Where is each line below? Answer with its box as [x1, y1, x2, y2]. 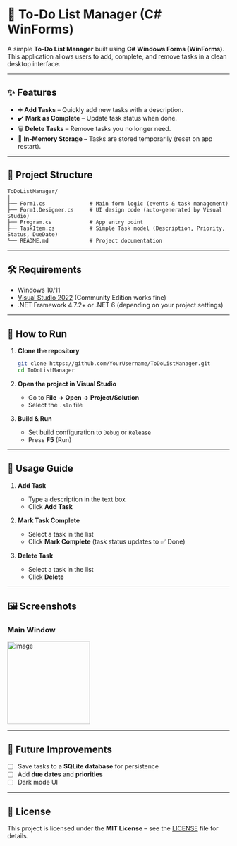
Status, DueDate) [7, 231, 59, 238]
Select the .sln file [28, 400, 83, 409]
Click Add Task [28, 502, 73, 510]
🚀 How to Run [7, 328, 68, 340]
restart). [17, 142, 42, 150]
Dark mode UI [17, 778, 59, 787]
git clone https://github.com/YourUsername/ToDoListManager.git [17, 360, 211, 367]
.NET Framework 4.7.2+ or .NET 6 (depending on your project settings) [17, 301, 224, 309]
